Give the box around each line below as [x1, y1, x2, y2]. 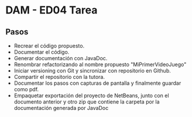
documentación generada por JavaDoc [13, 105, 109, 111]
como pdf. [13, 86, 39, 92]
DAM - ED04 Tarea [5, 4, 98, 17]
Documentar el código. [13, 49, 70, 56]
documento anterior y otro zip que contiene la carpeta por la [13, 98, 160, 105]
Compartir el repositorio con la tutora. [13, 74, 105, 80]
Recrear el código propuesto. [13, 42, 85, 49]
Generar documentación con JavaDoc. [13, 55, 108, 61]
